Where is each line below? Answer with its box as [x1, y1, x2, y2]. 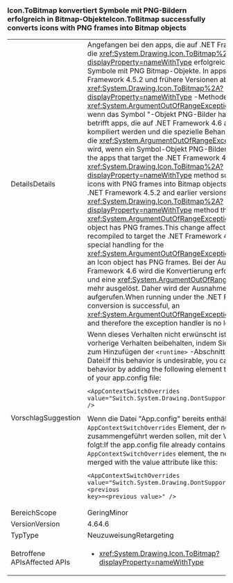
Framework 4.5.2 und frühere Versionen [87, 75, 218, 85]
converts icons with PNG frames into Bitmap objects [7, 23, 187, 33]
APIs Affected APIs [10, 557, 71, 567]
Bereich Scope [10, 508, 57, 518]
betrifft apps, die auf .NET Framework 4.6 [87, 118, 223, 128]
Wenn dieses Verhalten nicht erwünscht [87, 330, 217, 340]
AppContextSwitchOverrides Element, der [87, 423, 220, 433]
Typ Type [10, 531, 40, 541]
